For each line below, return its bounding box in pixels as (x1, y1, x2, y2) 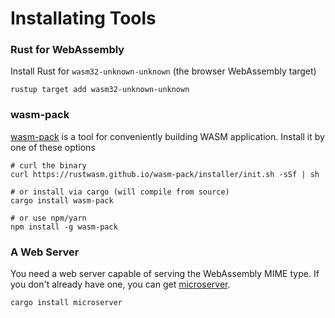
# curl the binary (10, 160, 87, 171)
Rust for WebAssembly (10, 43, 125, 57)
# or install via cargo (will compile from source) (10, 187, 230, 197)
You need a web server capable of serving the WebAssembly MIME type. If (10, 268, 320, 280)
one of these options (10, 141, 96, 153)
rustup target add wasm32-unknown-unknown (10, 85, 190, 95)
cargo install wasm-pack (10, 195, 114, 206)
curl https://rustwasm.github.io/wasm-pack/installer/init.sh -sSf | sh (10, 169, 320, 179)
